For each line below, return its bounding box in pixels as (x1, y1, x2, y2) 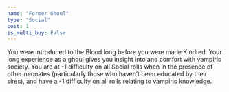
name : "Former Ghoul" (7, 10, 69, 17)
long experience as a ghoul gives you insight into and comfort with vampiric (7, 56, 222, 64)
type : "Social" (7, 16, 51, 23)
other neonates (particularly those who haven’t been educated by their (7, 70, 208, 78)
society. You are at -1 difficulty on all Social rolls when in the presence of (7, 62, 213, 71)
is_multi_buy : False (7, 29, 67, 36)
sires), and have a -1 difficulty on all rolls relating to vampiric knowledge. (7, 77, 212, 86)
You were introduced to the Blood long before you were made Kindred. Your (7, 48, 222, 56)
